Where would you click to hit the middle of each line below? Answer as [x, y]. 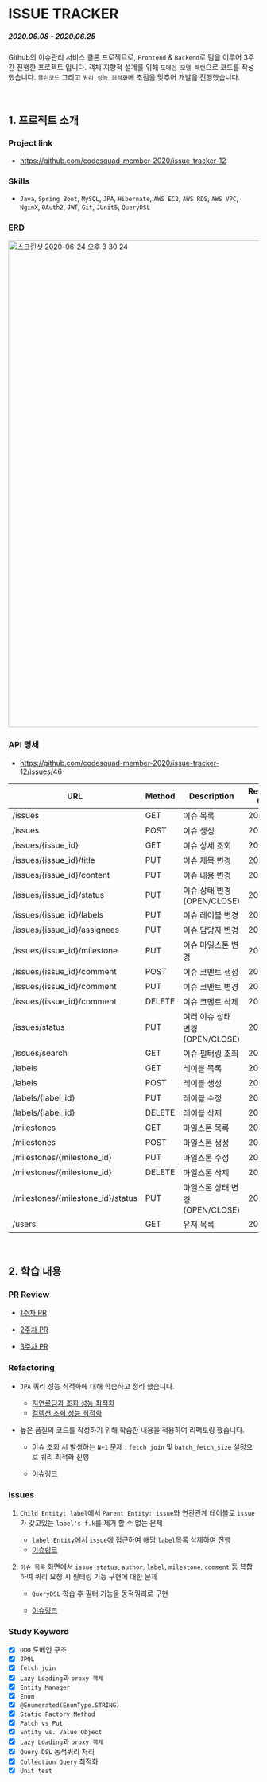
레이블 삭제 [202, 1112]
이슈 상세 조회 [207, 845]
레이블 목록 [202, 1068]
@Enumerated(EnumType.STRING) [70, 1705]
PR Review [29, 1295]
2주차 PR [34, 1330]
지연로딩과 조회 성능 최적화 [73, 1403]
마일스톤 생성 [206, 1143]
